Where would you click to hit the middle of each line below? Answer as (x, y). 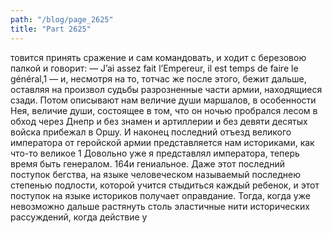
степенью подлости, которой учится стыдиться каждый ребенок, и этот (165, 185)
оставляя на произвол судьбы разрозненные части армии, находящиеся (166, 89)
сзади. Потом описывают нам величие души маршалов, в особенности (163, 100)
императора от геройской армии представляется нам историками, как (162, 142)
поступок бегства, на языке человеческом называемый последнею (156, 174)
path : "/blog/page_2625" (62, 19)
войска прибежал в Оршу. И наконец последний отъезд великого (151, 132)
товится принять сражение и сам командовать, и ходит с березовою (158, 57)
